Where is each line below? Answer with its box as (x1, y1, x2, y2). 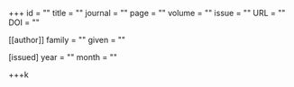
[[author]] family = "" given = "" (8, 35, 126, 45)
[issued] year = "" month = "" (8, 52, 118, 62)
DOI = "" (8, 17, 40, 28)
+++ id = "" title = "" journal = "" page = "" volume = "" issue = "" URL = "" (8, 8, 286, 18)
